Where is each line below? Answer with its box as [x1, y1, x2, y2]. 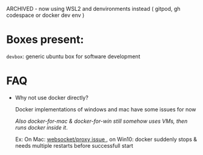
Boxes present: [6, 33, 84, 47]
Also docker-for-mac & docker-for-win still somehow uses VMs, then [15, 117, 188, 125]
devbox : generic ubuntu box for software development [6, 53, 141, 60]
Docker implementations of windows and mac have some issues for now [15, 105, 196, 113]
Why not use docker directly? [15, 94, 89, 101]
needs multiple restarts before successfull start [15, 142, 133, 149]
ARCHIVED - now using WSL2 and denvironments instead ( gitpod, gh [6, 5, 181, 12]
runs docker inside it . [15, 124, 68, 131]
